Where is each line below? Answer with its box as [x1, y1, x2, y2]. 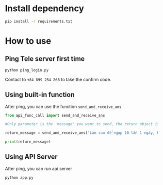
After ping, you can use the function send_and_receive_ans [5, 103, 122, 110]
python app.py [5, 175, 34, 180]
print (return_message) [5, 139, 51, 144]
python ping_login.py [5, 68, 49, 73]
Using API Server [5, 153, 58, 161]
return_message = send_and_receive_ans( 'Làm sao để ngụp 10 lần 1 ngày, [5, 130, 155, 135]
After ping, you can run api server [5, 166, 72, 171]
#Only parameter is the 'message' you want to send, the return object [5, 122, 153, 127]
